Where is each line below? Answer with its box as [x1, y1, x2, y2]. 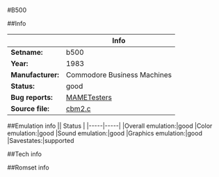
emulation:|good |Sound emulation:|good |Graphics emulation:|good [7, 129, 203, 137]
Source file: [10, 104, 50, 113]
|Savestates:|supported [7, 137, 74, 144]
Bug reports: [10, 93, 54, 102]
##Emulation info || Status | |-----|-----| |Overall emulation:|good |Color [7, 121, 213, 130]
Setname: [10, 48, 43, 57]
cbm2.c [65, 104, 91, 113]
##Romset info [7, 163, 50, 171]
